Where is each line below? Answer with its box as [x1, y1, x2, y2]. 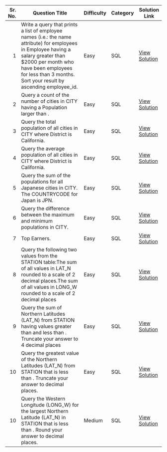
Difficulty [83, 9, 107, 16]
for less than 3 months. [21, 71, 75, 78]
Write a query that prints [21, 21, 78, 28]
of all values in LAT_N [21, 265, 71, 271]
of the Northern [21, 356, 58, 363]
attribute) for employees [21, 40, 78, 46]
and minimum [21, 218, 53, 224]
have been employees [21, 65, 73, 71]
